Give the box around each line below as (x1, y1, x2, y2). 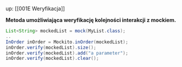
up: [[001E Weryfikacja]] (5, 5, 65, 12)
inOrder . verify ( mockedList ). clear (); (5, 56, 99, 62)
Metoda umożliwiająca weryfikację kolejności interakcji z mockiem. (5, 17, 177, 23)
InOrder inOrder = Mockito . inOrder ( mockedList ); (5, 39, 128, 45)
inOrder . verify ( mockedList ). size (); (5, 44, 96, 50)
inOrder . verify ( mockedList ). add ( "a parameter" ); (5, 50, 128, 56)
